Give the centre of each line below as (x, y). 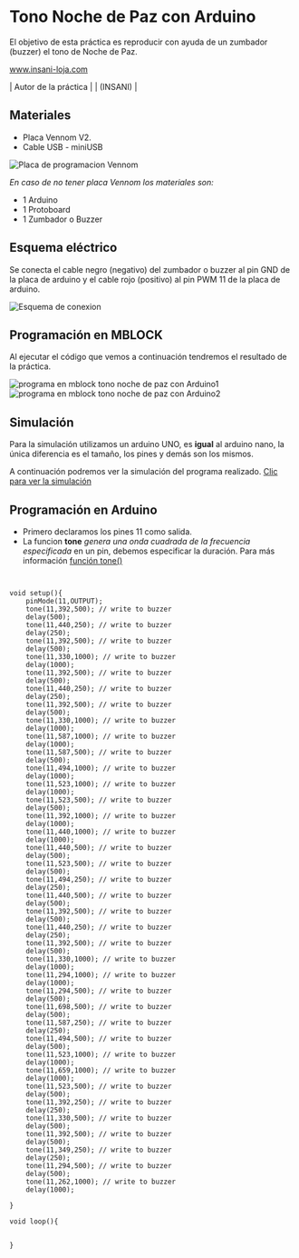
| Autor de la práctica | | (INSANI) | (73, 86)
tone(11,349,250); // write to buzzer (99, 1150)
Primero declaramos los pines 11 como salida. (107, 532)
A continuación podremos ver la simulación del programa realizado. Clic (144, 472)
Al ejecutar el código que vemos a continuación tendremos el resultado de (148, 357)
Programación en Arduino (83, 509)
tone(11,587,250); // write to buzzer (99, 1023)
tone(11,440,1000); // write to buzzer (101, 832)
